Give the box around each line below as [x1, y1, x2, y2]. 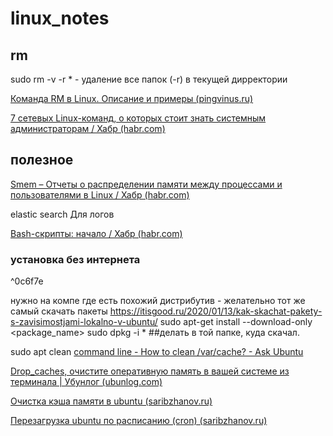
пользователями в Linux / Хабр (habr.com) [10, 188, 190, 201]
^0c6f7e [10, 275, 44, 287]
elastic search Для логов [10, 208, 115, 220]
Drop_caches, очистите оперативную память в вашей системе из [10, 365, 290, 377]
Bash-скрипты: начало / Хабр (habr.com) [10, 227, 183, 239]
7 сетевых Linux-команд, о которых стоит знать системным [10, 112, 267, 124]
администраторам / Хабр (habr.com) [10, 123, 166, 134]
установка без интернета [10, 252, 141, 266]
